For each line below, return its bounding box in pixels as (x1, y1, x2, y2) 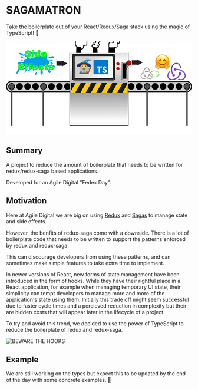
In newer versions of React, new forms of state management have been (6, 271, 180, 278)
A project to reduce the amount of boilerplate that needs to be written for (6, 161, 183, 168)
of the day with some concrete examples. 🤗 (6, 377, 111, 384)
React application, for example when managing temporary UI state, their (6, 283, 181, 291)
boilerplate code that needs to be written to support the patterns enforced (6, 235, 186, 242)
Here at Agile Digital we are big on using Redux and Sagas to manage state (6, 212, 188, 219)
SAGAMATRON (6, 4, 81, 17)
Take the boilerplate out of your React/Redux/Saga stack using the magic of (6, 23, 190, 30)
